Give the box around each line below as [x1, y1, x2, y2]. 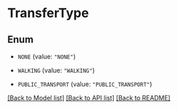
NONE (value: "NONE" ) [17, 52, 76, 61]
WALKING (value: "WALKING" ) [17, 66, 95, 74]
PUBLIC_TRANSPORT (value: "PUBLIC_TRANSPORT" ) [17, 80, 152, 88]
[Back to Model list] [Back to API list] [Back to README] [7, 94, 171, 102]
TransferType [7, 5, 89, 21]
